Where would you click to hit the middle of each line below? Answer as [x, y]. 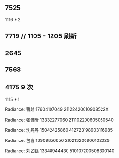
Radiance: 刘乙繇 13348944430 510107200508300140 [60, 151]
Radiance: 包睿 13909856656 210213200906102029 [58, 140]
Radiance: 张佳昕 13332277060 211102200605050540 [59, 120]
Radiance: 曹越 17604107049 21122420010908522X [57, 109]
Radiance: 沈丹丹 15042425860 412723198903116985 [59, 130]
